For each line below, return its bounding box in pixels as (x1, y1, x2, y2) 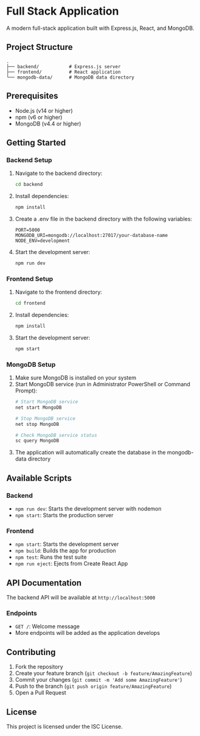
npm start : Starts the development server (15, 540, 119, 548)
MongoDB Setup (6, 360, 56, 369)
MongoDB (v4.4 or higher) (15, 120, 81, 127)
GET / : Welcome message (15, 623, 80, 630)
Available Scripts (6, 473, 72, 483)
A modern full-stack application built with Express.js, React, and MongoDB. (6, 24, 195, 32)
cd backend (15, 182, 43, 188)
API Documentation (6, 578, 82, 588)
